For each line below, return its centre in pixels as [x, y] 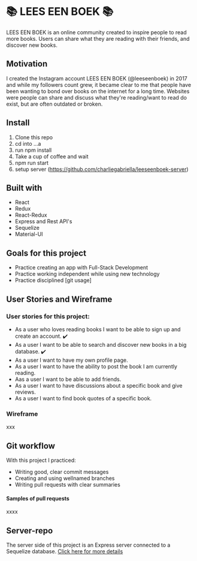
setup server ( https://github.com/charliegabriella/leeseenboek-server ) [101, 169]
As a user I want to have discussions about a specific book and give [99, 385]
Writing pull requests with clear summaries [68, 484]
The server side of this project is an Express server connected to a [88, 545]
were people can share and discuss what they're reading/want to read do [97, 97]
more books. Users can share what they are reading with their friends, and [98, 38]
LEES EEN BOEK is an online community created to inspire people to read [96, 32]
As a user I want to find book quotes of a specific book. [83, 398]
